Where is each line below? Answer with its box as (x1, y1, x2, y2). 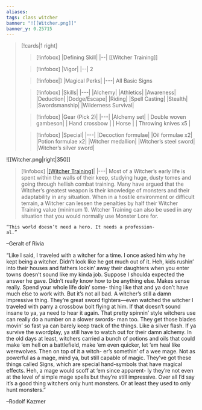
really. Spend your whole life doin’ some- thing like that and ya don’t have (6, 284, 189, 291)
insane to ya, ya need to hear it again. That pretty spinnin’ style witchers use (6, 309, 196, 317)
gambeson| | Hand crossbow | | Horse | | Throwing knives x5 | (36, 120, 191, 127)
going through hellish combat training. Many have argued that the (21, 180, 184, 188)
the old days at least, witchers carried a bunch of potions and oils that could (6, 335, 195, 342)
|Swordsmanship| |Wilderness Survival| (36, 102, 134, 109)
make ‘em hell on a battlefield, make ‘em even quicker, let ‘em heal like (6, 341, 181, 348)
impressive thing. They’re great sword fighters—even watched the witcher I (6, 297, 194, 304)
